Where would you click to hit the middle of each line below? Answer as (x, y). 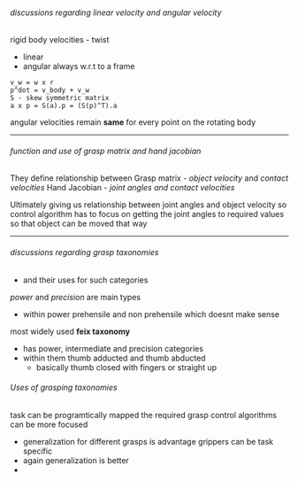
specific (37, 451)
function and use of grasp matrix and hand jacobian (106, 151)
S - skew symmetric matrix (60, 98)
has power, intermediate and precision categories (113, 348)
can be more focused (49, 424)
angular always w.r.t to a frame (79, 66)
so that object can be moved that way (79, 224)
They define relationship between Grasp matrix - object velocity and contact (149, 178)
